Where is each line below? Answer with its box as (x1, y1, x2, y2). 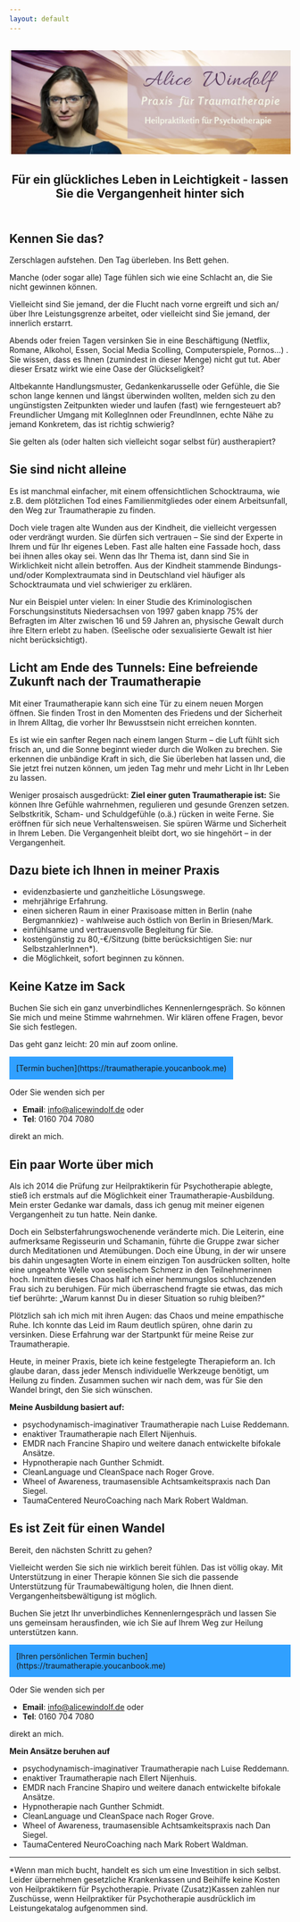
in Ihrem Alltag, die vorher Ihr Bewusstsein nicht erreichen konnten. (9, 717, 257, 727)
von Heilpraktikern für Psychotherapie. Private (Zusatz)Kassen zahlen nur (9, 1884, 280, 1894)
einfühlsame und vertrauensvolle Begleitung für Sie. (21, 925, 214, 936)
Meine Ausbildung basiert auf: (9, 1402, 125, 1413)
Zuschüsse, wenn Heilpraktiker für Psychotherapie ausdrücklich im (9, 1893, 256, 1903)
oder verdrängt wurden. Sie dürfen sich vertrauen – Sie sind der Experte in (9, 532, 283, 542)
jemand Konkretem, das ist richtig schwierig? (9, 418, 175, 429)
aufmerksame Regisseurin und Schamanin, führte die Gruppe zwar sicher (9, 1236, 279, 1246)
